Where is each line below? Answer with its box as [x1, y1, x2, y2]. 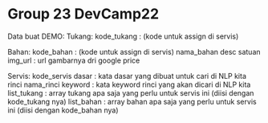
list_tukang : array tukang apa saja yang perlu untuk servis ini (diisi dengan [7, 88, 254, 97]
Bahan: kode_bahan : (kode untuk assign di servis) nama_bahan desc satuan [7, 47, 262, 56]
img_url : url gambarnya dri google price [7, 55, 140, 65]
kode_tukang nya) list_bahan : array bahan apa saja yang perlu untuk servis [7, 96, 258, 106]
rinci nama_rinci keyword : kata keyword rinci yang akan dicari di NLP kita [7, 80, 251, 89]
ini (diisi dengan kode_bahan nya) [7, 105, 119, 115]
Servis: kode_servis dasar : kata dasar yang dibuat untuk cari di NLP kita [7, 71, 246, 80]
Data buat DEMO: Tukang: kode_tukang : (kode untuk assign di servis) [7, 31, 239, 41]
